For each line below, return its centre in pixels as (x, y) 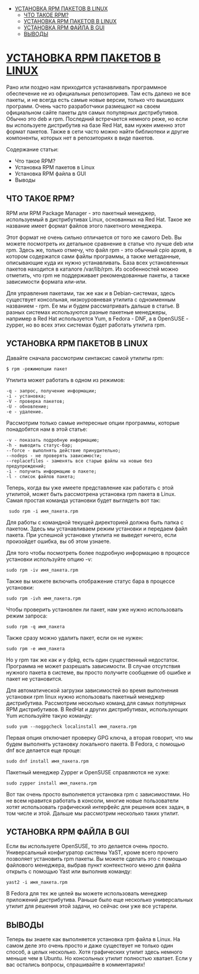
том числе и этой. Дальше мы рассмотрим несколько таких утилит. (93, 813)
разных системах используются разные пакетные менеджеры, (87, 312)
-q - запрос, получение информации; (51, 391)
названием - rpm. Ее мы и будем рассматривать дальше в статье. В (93, 306)
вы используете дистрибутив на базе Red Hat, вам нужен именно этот (96, 125)
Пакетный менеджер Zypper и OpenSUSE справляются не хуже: (88, 772)
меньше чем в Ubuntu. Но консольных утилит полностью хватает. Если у (99, 959)
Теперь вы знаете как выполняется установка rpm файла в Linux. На (93, 939)
